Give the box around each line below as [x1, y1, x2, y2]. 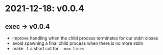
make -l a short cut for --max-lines [12, 46, 84, 51]
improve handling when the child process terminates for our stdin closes [12, 35, 158, 41]
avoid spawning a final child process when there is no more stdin [12, 40, 143, 46]
